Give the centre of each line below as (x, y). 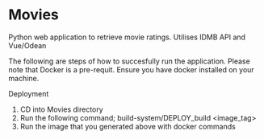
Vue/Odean (27, 45)
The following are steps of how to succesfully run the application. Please (129, 61)
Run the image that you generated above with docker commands (128, 126)
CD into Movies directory (61, 109)
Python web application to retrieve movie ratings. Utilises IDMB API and (127, 37)
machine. (24, 78)
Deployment (29, 93)
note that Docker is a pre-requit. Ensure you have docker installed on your (131, 69)
